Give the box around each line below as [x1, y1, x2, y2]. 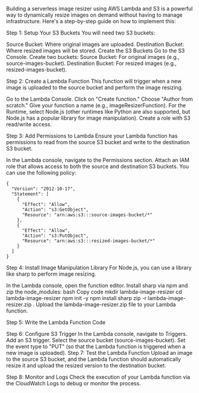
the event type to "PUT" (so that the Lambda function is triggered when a [6, 343, 186, 350]
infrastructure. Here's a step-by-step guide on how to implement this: [6, 18, 176, 24]
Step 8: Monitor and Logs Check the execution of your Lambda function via [6, 373, 191, 380]
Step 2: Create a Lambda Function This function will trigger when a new [6, 77, 182, 85]
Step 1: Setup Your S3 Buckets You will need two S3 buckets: [6, 29, 156, 36]
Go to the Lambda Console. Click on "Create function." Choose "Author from [6, 95, 193, 102]
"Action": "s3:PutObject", [21, 233, 89, 239]
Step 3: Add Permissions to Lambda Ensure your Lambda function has [6, 132, 178, 139]
